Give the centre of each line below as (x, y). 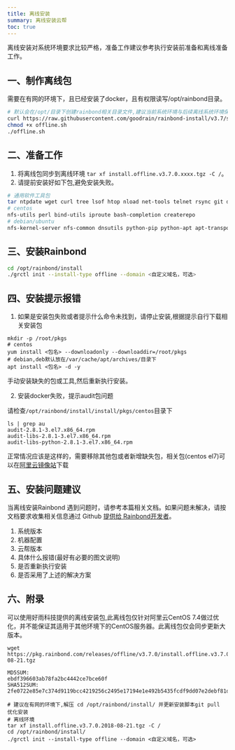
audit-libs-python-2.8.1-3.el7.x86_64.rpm (70, 442)
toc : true (22, 27)
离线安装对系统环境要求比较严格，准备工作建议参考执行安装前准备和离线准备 (117, 48)
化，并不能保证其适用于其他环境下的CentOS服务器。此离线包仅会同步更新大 (116, 626)
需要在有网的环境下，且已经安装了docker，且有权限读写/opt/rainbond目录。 (117, 99)
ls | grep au (26, 424)
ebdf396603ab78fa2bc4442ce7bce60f (58, 679)
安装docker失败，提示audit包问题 (65, 396)
